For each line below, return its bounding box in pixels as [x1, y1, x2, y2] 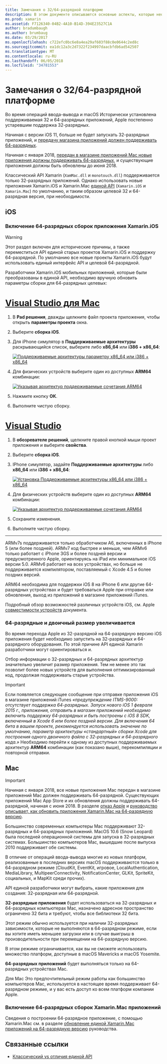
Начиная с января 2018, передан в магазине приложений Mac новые [5, 152, 153, 158]
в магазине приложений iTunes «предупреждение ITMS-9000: [5, 697, 138, 703]
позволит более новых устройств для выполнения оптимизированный [5, 667, 155, 673]
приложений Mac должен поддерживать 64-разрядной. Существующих [5, 792, 159, 798]
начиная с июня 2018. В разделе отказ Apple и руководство [30, 803, 158, 809]
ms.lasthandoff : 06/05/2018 [5, 58, 64, 63]
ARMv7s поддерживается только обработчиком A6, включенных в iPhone [5, 539, 162, 546]
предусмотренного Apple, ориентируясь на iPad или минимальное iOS [5, 555, 156, 561]
